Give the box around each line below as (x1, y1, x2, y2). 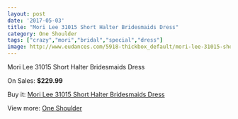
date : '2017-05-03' (7, 17, 65, 24)
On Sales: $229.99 (7, 76, 63, 85)
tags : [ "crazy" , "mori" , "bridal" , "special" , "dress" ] (7, 37, 163, 44)
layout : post (7, 10, 46, 18)
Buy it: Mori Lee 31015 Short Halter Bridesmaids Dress (7, 90, 165, 98)
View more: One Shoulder (7, 104, 83, 112)
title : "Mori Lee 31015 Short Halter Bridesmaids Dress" (7, 23, 179, 30)
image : (7, 43, 27, 50)
